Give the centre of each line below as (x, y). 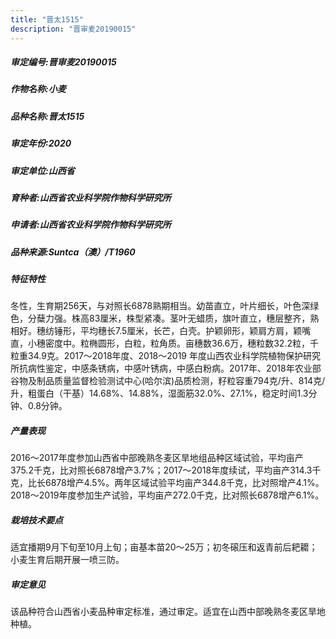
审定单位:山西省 (42, 170)
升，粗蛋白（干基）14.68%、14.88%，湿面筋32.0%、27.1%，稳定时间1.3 (159, 393)
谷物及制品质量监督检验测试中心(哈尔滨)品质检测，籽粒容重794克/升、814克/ (168, 381)
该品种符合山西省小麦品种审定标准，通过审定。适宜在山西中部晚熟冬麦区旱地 (168, 612)
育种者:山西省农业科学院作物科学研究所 (91, 197)
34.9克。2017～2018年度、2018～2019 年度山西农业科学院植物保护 (165, 356)
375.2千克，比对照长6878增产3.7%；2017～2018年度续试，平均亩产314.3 (161, 470)
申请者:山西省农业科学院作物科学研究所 (91, 225)
